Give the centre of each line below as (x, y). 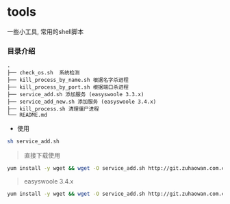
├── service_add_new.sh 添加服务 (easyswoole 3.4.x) (82, 102)
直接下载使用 (42, 156)
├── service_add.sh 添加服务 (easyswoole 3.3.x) (76, 95)
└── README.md (27, 115)
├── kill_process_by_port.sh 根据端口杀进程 (68, 87)
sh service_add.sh (33, 142)
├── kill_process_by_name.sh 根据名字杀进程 (68, 80)
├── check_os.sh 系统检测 (43, 73)
